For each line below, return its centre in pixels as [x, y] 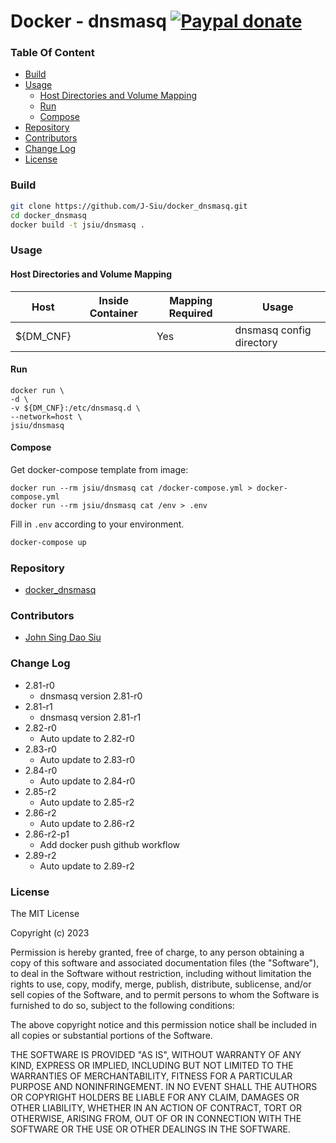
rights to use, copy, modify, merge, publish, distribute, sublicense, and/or [161, 984]
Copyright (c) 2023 [50, 933]
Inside [113, 300]
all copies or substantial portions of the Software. [111, 1035]
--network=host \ [46, 416]
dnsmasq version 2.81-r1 [90, 717]
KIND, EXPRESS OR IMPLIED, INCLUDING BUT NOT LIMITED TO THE [152, 1065]
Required [190, 313]
